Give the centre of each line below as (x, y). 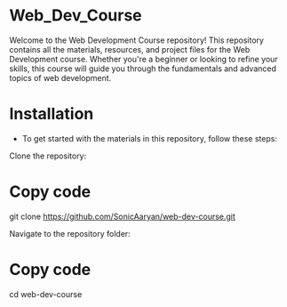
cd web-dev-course (46, 294)
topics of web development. (60, 77)
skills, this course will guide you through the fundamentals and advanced (143, 69)
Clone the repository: (48, 156)
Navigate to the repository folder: (70, 233)
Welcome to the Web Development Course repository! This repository (137, 40)
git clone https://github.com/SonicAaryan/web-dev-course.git (122, 216)
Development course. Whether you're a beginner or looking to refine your (143, 59)
